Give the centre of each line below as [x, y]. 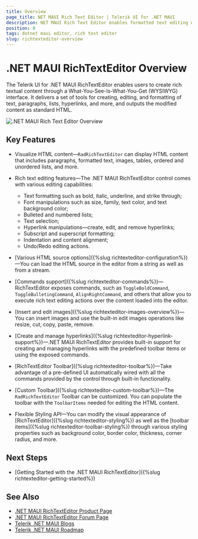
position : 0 [21, 28]
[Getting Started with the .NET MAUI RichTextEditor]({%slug [87, 472]
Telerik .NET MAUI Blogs [44, 524]
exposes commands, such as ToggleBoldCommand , [110, 288]
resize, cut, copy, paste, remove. [54, 324]
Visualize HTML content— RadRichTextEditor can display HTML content [101, 154]
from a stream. [32, 270]
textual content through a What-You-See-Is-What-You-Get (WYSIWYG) [92, 91]
